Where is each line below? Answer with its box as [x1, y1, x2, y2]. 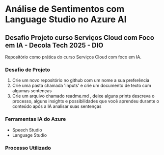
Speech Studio [12, 127, 43, 133]
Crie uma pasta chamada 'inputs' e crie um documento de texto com [12, 82, 151, 89]
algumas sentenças [12, 88, 52, 94]
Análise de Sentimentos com [5, 3, 125, 15]
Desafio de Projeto [5, 66, 51, 73]
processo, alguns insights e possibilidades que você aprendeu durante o [12, 98, 160, 104]
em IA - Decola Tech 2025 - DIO [5, 41, 104, 50]
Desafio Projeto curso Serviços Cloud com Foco [5, 33, 155, 42]
